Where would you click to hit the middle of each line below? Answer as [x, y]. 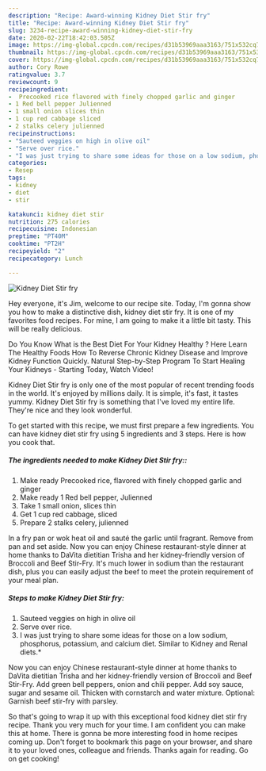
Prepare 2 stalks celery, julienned [74, 522]
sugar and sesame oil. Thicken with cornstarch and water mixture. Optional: [132, 692]
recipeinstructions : [42, 133]
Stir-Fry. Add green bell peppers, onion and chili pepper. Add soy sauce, [126, 684]
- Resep [21, 171]
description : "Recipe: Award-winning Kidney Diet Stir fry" [110, 15]
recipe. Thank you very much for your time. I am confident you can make [127, 725]
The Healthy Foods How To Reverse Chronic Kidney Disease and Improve [128, 352]
